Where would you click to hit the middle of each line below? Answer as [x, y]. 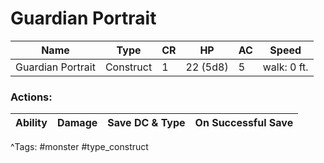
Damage [77, 123]
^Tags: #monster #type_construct [79, 147]
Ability [31, 123]
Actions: [31, 97]
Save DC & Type [146, 123]
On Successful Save [244, 123]
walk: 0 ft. [285, 67]
